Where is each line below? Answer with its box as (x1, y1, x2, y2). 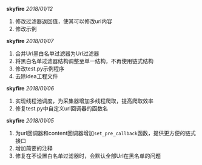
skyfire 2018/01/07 (6, 38, 54, 44)
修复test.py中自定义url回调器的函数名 (15, 105, 108, 112)
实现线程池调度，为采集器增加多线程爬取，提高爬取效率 (15, 97, 153, 104)
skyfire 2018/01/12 (6, 5, 53, 12)
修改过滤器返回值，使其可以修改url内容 (15, 18, 112, 25)
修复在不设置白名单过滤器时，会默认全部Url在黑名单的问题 (15, 152, 161, 160)
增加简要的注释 (15, 145, 53, 152)
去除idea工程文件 (15, 73, 58, 79)
